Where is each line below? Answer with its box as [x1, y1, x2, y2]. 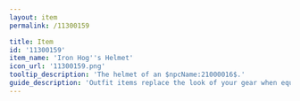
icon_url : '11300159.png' [9, 62, 105, 71]
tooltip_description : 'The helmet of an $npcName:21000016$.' [9, 70, 246, 80]
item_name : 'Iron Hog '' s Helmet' [9, 54, 134, 63]
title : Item [9, 37, 54, 46]
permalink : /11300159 [9, 21, 90, 30]
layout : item [9, 12, 58, 22]
